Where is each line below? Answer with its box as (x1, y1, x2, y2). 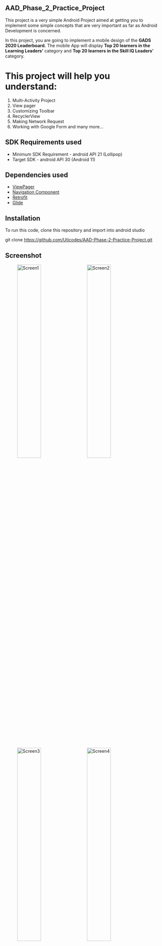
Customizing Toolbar (12, 108, 55, 113)
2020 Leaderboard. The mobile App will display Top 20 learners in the (5, 42, 151, 49)
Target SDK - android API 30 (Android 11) (12, 156, 95, 163)
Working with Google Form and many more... (12, 123, 104, 129)
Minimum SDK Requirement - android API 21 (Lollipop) (12, 151, 122, 157)
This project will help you (5, 70, 110, 81)
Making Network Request (12, 118, 64, 124)
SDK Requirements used (5, 138, 82, 147)
